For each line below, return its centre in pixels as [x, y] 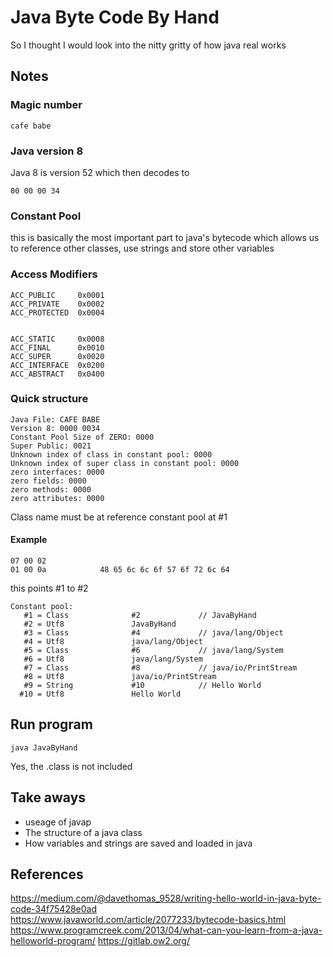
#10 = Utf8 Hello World [100, 694]
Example [29, 540]
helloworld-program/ [53, 941]
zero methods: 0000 [51, 489]
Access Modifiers [54, 274]
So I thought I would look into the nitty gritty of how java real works [148, 45]
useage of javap [58, 822]
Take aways [48, 797]
